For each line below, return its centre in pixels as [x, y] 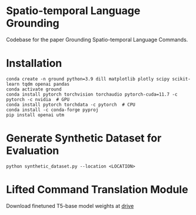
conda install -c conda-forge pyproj [52, 110]
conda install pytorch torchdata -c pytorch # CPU [71, 105]
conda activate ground [34, 89]
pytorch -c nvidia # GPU [38, 99]
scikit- [182, 79]
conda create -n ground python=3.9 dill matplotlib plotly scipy [88, 79]
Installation [34, 63]
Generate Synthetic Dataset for [84, 138]
